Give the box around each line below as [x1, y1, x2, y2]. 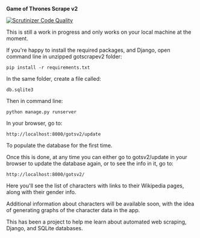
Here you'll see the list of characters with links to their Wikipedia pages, [6, 182, 184, 189]
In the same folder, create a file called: [6, 75, 101, 82]
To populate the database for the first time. [6, 142, 113, 149]
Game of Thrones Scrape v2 [6, 5, 78, 12]
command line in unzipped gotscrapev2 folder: [6, 53, 122, 60]
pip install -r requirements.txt [6, 64, 90, 70]
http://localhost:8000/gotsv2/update [6, 131, 101, 137]
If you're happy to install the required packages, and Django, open [6, 46, 170, 54]
